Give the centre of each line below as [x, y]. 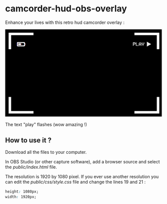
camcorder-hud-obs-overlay [66, 9]
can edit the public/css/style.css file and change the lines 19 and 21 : [75, 182]
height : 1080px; [22, 192]
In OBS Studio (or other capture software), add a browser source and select [83, 162]
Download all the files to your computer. [46, 152]
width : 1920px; [21, 197]
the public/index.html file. [31, 167]
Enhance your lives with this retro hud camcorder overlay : [65, 22]
